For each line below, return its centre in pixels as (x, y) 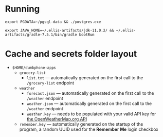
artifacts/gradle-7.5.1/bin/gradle (41, 34)
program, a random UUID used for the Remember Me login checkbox (89, 129)
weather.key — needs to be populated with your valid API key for (91, 114)
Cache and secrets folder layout (71, 54)
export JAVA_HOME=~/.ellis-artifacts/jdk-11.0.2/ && (60, 30)
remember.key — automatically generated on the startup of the (81, 124)
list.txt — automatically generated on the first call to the (85, 77)
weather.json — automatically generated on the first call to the (89, 103)
